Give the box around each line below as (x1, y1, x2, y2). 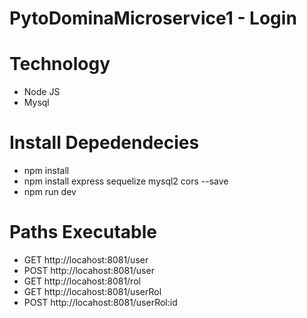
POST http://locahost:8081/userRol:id (23, 297, 178, 308)
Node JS (23, 86, 61, 98)
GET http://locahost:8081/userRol (23, 286, 162, 297)
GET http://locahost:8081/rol (23, 275, 141, 287)
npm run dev (23, 186, 77, 198)
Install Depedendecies (9, 132, 200, 154)
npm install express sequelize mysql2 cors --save (23, 175, 229, 187)
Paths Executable (9, 221, 157, 244)
